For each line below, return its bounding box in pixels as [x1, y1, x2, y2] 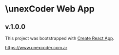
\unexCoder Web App [5, 3, 95, 14]
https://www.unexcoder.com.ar [5, 45, 67, 50]
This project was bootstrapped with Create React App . [5, 35, 115, 41]
